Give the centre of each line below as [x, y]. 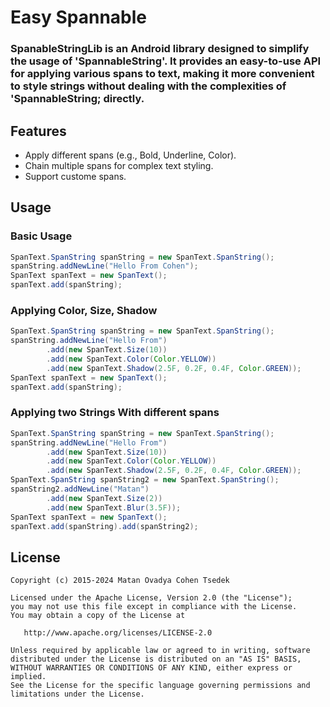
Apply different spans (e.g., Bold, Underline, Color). [130, 155]
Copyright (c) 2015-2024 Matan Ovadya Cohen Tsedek [120, 581]
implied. [28, 677]
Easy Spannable [78, 17]
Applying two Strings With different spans [115, 413]
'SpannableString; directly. [77, 99]
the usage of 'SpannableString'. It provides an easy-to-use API [166, 61]
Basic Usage [41, 236]
